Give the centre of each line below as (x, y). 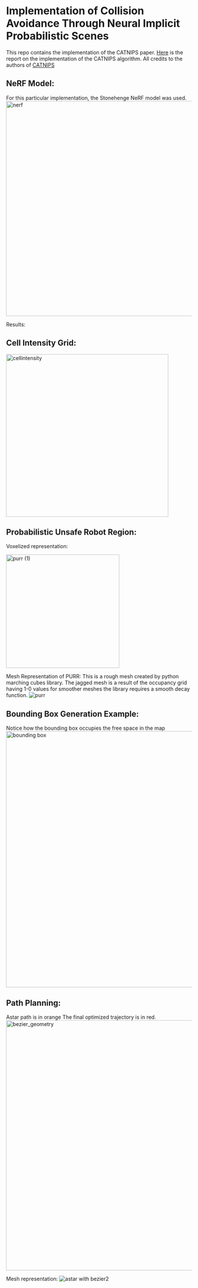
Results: (16, 324)
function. (17, 695)
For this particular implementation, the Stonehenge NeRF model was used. (96, 98)
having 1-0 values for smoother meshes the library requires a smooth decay (98, 689)
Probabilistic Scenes (57, 36)
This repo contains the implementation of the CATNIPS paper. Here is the (95, 52)
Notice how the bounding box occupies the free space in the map (86, 728)
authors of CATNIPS (30, 65)
